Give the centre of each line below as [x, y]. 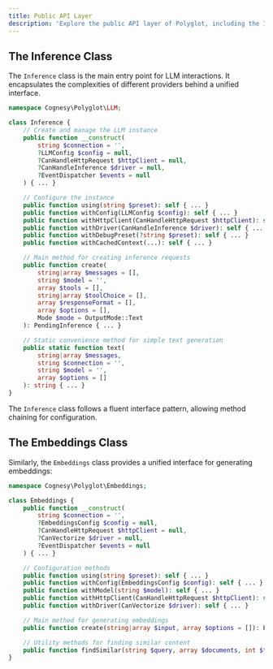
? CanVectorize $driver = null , [91, 538]
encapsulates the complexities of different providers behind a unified [124, 84]
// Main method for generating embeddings [96, 620]
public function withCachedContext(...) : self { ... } [118, 243]
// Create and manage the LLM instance [91, 131]
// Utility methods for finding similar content [107, 642]
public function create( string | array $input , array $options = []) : [141, 628]
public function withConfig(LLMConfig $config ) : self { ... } [130, 213]
